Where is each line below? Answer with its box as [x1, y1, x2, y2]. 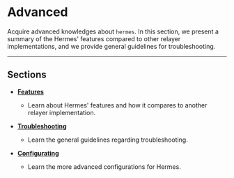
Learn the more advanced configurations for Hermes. [27, 162, 181, 171]
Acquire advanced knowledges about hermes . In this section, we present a [7, 27, 219, 36]
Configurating [17, 149, 59, 157]
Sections [7, 69, 47, 81]
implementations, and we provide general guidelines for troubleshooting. [7, 42, 216, 50]
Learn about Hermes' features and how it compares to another [27, 101, 208, 109]
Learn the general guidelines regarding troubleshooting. [27, 135, 188, 144]
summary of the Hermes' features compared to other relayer [7, 34, 181, 43]
